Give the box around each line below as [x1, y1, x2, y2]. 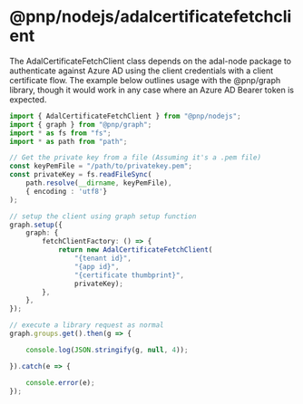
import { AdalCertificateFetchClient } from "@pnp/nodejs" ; [9, 111, 242, 120]
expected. [9, 93, 47, 105]
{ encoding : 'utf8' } [25, 187, 107, 196]
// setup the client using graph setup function [9, 211, 197, 221]
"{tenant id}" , [73, 254, 132, 264]
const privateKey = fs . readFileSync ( [9, 170, 152, 179]
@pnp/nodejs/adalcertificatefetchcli [9, 6, 292, 27]
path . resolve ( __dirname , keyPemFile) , [25, 178, 172, 188]
